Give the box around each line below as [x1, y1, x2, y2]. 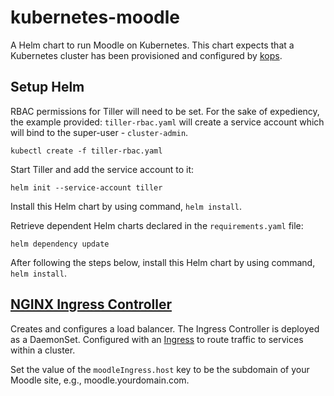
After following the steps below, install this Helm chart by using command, [10, 256, 316, 268]
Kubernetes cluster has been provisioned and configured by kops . [10, 49, 283, 61]
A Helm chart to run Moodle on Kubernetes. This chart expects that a [10, 39, 295, 51]
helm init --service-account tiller [10, 182, 163, 193]
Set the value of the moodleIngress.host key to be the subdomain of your [10, 363, 310, 375]
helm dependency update [10, 239, 110, 249]
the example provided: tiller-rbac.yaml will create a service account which [10, 116, 325, 128]
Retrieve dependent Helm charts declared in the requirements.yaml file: [10, 219, 304, 231]
